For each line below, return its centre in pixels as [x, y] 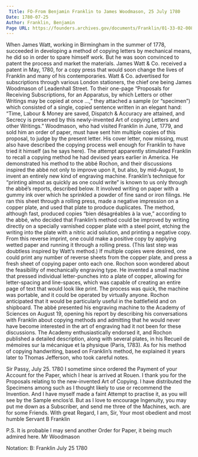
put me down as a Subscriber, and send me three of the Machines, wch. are [98, 406]
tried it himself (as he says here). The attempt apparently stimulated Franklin [99, 151]
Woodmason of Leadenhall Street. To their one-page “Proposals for [88, 88]
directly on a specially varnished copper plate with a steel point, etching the [98, 226]
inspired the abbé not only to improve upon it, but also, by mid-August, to [95, 170]
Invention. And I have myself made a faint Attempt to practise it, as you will [97, 394]
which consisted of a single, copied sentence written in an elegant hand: [94, 107]
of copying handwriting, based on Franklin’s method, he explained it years [96, 352]
